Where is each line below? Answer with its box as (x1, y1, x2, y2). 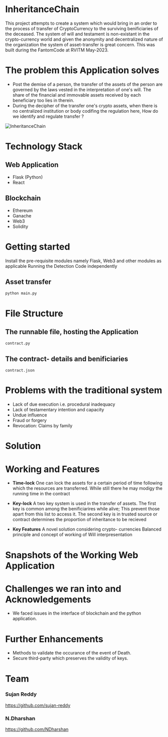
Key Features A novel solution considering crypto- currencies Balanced (12, 526, 162, 532)
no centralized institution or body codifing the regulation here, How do (12, 108, 158, 114)
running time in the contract (12, 491, 70, 497)
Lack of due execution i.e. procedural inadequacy (12, 401, 116, 407)
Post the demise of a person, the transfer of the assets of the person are (12, 81, 163, 87)
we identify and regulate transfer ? (12, 113, 84, 119)
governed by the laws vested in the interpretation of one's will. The (12, 87, 151, 93)
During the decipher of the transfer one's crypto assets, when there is (12, 102, 157, 109)
